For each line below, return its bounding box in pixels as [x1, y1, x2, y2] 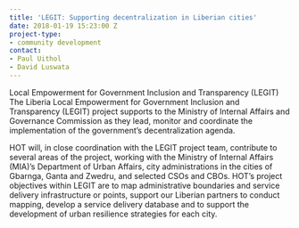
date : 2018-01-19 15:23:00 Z [9, 21, 118, 30]
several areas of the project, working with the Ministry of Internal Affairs [9, 151, 274, 162]
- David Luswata [9, 63, 70, 72]
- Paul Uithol [9, 54, 62, 63]
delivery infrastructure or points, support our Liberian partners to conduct [9, 189, 280, 200]
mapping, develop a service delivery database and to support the [9, 199, 250, 209]
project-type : [9, 29, 62, 38]
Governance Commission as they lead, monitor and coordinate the [9, 115, 253, 126]
